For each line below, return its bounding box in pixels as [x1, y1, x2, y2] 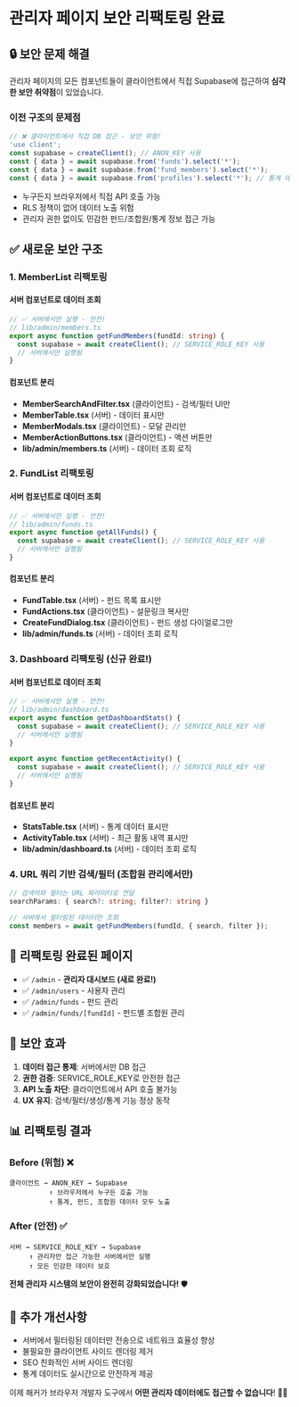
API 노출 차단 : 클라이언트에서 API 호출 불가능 [21, 1083, 178, 1094]
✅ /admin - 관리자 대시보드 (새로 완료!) [21, 973, 157, 984]
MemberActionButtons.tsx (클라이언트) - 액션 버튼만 [21, 432, 213, 443]
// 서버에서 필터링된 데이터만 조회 [9, 914, 119, 923]
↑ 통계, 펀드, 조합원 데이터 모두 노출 [48, 1197, 171, 1207]
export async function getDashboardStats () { [9, 713, 181, 723]
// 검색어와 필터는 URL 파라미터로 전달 [9, 889, 135, 898]
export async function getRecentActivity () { [9, 755, 181, 764]
